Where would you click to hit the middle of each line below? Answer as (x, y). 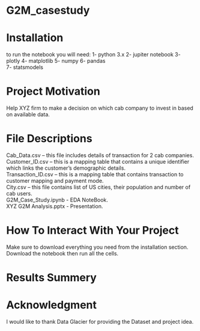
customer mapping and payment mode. (55, 181)
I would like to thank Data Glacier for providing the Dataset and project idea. (100, 322)
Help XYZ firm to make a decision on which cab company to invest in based (100, 108)
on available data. (28, 115)
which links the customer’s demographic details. (66, 168)
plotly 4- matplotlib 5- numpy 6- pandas (56, 61)
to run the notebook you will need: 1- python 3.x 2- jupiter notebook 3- (94, 55)
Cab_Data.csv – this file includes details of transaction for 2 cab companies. (100, 155)
